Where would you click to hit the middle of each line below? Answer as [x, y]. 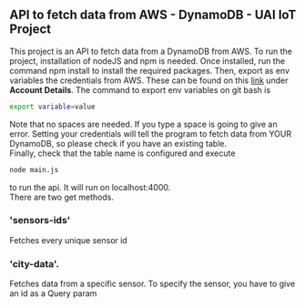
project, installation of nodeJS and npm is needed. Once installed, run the [147, 61]
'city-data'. [35, 263]
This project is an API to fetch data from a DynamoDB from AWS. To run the [151, 51]
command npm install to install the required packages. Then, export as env [149, 70]
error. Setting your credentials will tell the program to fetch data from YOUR [151, 133]
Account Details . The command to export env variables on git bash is [140, 89]
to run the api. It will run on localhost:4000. [90, 187]
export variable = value [52, 107]
